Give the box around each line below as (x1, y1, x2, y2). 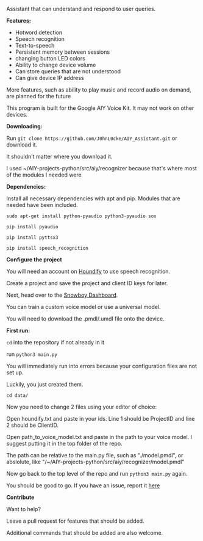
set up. (6, 369, 24, 376)
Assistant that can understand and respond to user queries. (6, 5, 156, 12)
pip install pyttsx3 (6, 234, 59, 241)
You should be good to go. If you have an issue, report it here (6, 482, 160, 489)
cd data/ (6, 393, 29, 399)
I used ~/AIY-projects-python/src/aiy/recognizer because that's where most (6, 165, 197, 172)
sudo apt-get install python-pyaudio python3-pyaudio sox (6, 213, 157, 219)
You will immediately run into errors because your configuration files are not (6, 363, 197, 369)
